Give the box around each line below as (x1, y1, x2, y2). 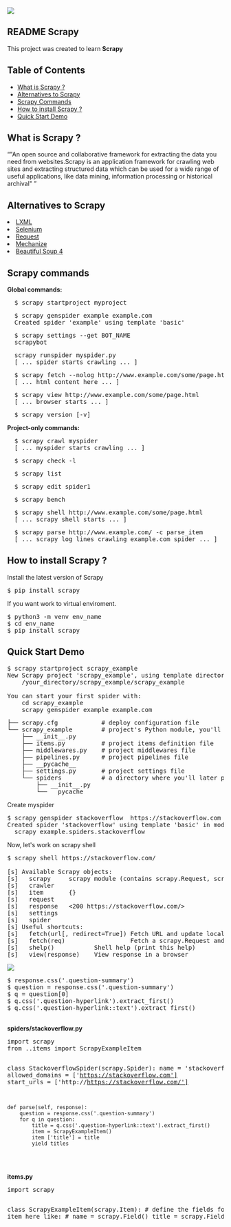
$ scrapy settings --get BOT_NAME (14, 332, 131, 340)
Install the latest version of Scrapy (7, 573, 104, 581)
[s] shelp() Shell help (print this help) (7, 944, 196, 951)
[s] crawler (7, 882, 55, 889)
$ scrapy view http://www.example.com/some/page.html (14, 391, 199, 399)
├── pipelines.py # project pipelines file (21, 753, 189, 761)
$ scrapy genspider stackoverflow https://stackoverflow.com (7, 813, 221, 822)
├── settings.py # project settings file (21, 767, 186, 775)
